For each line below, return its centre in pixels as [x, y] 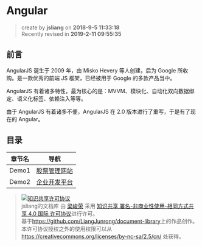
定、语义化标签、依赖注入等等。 [46, 99]
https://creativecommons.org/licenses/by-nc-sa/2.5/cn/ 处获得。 [103, 236]
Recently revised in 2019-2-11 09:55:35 [71, 33]
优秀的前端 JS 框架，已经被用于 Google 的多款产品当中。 [104, 78]
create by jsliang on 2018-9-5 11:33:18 [70, 27]
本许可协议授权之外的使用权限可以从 [67, 228]
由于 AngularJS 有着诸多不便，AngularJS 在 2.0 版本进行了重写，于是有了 [98, 111]
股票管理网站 [54, 170]
